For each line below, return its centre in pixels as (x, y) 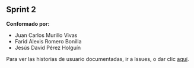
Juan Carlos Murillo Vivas (46, 35)
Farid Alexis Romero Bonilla (48, 41)
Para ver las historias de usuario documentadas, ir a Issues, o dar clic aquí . (98, 59)
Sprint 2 (21, 10)
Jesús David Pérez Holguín (48, 47)
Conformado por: (28, 23)
